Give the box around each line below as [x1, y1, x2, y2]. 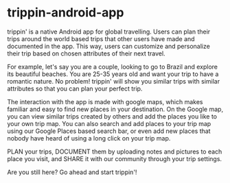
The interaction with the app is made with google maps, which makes [7, 97, 203, 106]
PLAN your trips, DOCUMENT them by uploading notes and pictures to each [7, 147, 222, 156]
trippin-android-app [7, 5, 124, 21]
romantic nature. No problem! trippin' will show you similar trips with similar [7, 77, 220, 85]
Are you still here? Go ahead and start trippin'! [7, 168, 137, 176]
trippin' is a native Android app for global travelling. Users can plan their [7, 27, 211, 36]
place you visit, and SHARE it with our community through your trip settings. [7, 154, 222, 162]
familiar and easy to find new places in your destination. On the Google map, [7, 105, 224, 113]
